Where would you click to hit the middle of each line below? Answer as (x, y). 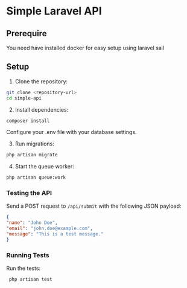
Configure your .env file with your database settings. (71, 132)
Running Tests (28, 255)
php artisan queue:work (36, 178)
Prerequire (27, 34)
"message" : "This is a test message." (55, 234)
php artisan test (30, 280)
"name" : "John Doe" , (32, 223)
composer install (28, 121)
